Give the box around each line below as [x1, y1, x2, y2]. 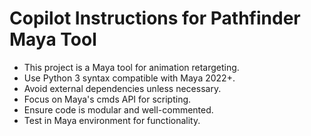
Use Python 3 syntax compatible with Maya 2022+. [23, 72, 236, 84]
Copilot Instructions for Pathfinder [9, 7, 301, 30]
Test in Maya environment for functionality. [23, 114, 201, 126]
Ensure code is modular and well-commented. [23, 103, 214, 116]
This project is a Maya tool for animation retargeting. [23, 61, 240, 73]
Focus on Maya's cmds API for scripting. [23, 93, 192, 105]
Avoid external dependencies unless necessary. [23, 82, 222, 94]
